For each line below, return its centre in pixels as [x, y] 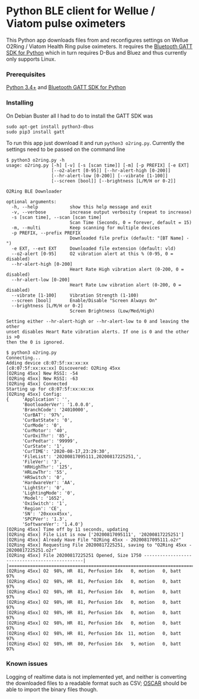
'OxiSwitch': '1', [44, 503]
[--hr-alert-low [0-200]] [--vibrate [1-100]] [110, 176]
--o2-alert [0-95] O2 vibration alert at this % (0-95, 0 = [92, 254]
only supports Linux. [31, 59]
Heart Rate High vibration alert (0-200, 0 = [127, 269]
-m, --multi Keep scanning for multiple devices [86, 228]
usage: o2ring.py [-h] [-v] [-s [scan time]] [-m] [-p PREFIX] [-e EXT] [98, 165]
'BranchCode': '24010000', [55, 410]
